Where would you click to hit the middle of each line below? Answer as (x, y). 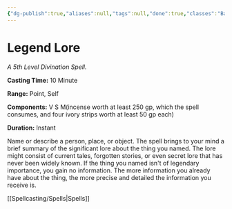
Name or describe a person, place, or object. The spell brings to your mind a (116, 141)
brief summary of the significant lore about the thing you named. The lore (112, 148)
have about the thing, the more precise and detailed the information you (109, 177)
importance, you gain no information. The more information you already (109, 170)
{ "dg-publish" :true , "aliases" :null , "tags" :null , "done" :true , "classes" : (112, 13)
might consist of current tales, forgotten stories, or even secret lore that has (115, 155)
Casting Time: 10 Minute (42, 80)
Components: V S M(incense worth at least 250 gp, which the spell (103, 107)
